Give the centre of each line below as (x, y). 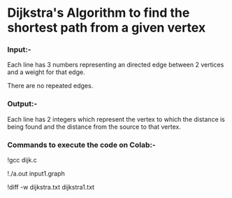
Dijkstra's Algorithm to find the (99, 13)
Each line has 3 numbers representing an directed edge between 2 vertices (116, 65)
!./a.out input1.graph (36, 174)
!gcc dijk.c (22, 160)
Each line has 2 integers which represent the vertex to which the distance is (116, 119)
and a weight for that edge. (46, 72)
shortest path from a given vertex (107, 28)
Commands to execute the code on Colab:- (81, 145)
